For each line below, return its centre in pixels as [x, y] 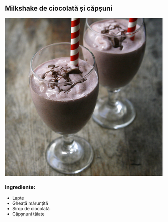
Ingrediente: [20, 187]
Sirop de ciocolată [31, 209]
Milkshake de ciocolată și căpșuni [59, 8]
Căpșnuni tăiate [28, 214]
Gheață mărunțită [30, 203]
